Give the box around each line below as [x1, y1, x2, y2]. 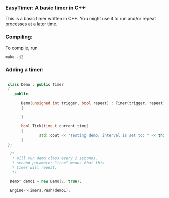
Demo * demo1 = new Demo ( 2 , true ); [10, 179, 82, 184]
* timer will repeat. [12, 165, 57, 170]
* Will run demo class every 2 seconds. [12, 156, 98, 161]
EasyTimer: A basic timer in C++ [5, 4, 86, 11]
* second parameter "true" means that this [12, 160, 105, 166]
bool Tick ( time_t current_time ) [21, 124, 89, 129]
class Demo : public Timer [7, 82, 64, 87]
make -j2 [5, 54, 24, 59]
